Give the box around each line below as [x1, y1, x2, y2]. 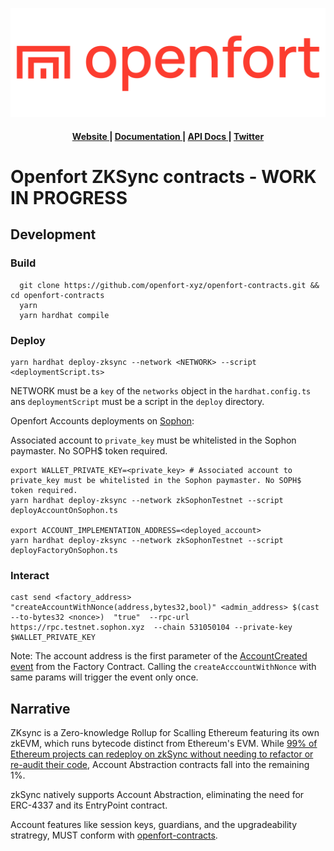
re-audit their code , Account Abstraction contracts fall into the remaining [10, 759, 310, 771]
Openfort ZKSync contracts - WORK [10, 166, 317, 188]
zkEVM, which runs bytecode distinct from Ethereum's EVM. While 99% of [10, 738, 318, 750]
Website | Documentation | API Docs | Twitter [71, 130, 265, 142]
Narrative [10, 700, 71, 717]
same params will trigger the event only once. [10, 671, 199, 683]
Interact [10, 568, 50, 582]
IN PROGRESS [10, 187, 128, 210]
